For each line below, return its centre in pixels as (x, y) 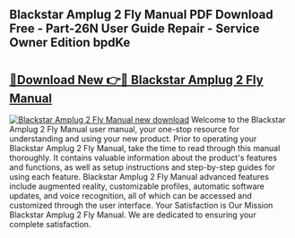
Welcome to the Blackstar (239, 119)
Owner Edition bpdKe (70, 42)
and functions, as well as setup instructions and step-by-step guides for (142, 167)
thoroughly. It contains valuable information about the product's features (143, 157)
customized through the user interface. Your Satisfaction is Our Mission (141, 205)
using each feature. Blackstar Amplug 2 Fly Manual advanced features (139, 177)
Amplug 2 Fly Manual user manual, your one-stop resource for (125, 129)
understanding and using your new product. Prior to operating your (133, 139)
